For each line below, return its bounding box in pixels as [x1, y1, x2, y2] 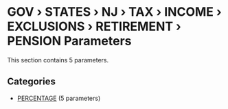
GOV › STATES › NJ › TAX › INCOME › [7, 4, 222, 20]
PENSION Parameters [7, 34, 132, 49]
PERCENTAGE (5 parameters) [16, 94, 101, 102]
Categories [7, 76, 56, 88]
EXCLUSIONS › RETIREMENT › [7, 19, 182, 34]
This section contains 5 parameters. [7, 56, 109, 64]
